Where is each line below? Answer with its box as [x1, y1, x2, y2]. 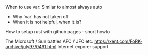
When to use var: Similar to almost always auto [5, 4, 102, 10]
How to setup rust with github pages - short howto [5, 29, 110, 34]
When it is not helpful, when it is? [12, 19, 82, 25]
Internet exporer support [57, 44, 109, 49]
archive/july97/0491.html [5, 44, 57, 49]
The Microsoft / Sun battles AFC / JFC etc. [5, 38, 94, 44]
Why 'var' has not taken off [12, 14, 69, 19]
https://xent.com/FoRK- [94, 38, 143, 44]
